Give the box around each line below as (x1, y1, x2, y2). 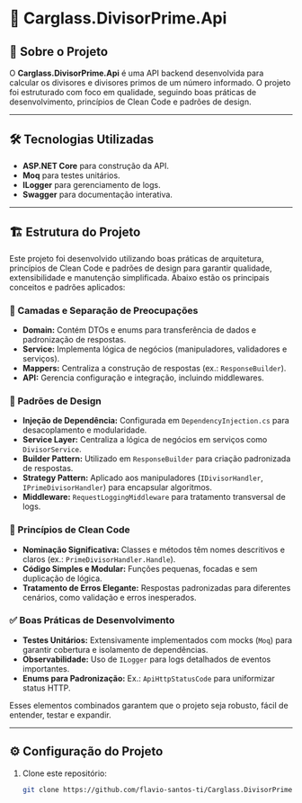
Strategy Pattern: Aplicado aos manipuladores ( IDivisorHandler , (22, 472, 263, 484)
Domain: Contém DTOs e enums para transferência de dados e (22, 324, 257, 335)
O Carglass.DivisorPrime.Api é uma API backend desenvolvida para (9, 67, 264, 78)
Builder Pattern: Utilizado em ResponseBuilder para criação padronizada (22, 453, 291, 464)
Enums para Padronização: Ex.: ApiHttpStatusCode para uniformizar (22, 673, 276, 683)
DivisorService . (22, 444, 83, 455)
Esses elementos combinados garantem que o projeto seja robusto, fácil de (9, 700, 289, 710)
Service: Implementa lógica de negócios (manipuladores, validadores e (22, 344, 288, 354)
